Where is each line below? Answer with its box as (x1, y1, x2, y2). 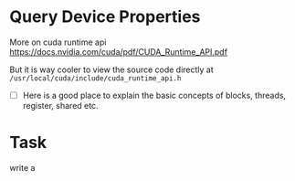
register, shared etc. (22, 101, 99, 111)
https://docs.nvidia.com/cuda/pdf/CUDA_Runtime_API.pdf (9, 46, 228, 57)
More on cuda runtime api (9, 37, 107, 48)
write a (9, 162, 36, 173)
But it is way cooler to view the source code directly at (9, 64, 215, 75)
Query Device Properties (9, 6, 201, 27)
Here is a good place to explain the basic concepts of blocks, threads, (22, 90, 286, 101)
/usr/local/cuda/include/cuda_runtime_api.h (9, 73, 182, 83)
